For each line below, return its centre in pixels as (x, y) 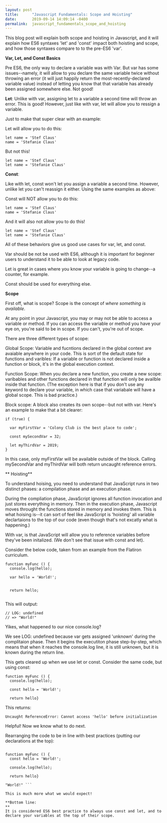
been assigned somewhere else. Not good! (49, 89)
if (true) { (17, 419)
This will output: (22, 604)
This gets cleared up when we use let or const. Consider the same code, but (83, 662)
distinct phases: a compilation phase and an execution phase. (69, 489)
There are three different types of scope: (47, 339)
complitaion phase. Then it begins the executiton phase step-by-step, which (83, 642)
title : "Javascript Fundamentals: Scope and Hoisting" (69, 14)
